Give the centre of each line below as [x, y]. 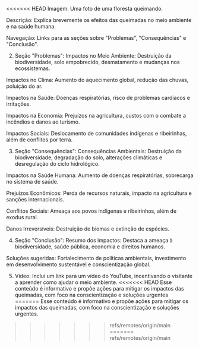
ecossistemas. [32, 68]
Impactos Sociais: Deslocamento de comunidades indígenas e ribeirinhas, [97, 133]
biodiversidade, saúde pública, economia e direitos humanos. [90, 247]
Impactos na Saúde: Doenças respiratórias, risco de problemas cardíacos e [98, 98]
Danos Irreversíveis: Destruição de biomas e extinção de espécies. [88, 229]
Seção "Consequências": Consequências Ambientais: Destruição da [98, 151]
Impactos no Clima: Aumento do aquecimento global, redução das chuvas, [97, 80]
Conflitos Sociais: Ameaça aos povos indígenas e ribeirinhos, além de [91, 211]
